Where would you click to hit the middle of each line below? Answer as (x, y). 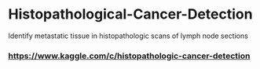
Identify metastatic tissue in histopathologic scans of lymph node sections (128, 36)
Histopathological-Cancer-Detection (130, 14)
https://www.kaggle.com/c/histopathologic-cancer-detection (129, 56)
